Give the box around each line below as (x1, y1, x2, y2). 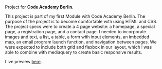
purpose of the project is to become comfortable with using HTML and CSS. (5, 19, 158, 24)
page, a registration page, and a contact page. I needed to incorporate (5, 29, 146, 34)
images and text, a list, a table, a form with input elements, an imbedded (5, 34, 149, 40)
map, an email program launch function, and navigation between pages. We (5, 39, 157, 45)
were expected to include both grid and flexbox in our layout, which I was (5, 44, 152, 50)
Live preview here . (5, 59, 42, 64)
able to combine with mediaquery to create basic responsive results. (5, 49, 143, 55)
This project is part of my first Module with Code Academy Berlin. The (5, 14, 145, 19)
